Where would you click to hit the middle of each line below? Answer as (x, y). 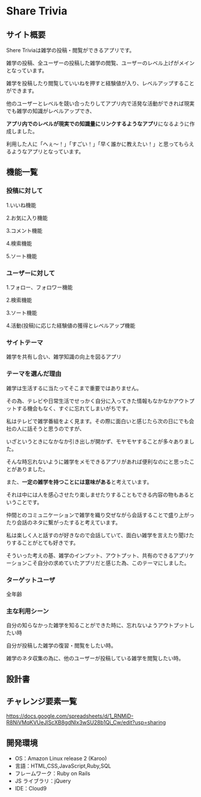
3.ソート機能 (22, 313)
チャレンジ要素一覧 (42, 701)
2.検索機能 (19, 300)
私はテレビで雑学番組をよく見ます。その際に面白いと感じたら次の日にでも (98, 421)
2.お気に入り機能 (27, 218)
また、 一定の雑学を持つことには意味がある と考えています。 (79, 482)
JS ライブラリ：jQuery (43, 781)
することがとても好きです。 (45, 543)
